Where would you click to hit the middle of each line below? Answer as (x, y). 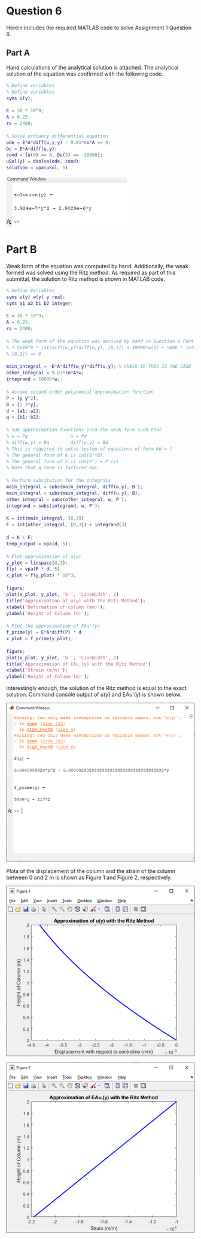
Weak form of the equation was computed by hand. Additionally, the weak (97, 266)
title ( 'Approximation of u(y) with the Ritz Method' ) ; (76, 601)
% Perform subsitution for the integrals (59, 481)
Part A (18, 53)
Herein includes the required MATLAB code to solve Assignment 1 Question (99, 28)
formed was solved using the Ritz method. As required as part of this (91, 272)
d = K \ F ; (20, 538)
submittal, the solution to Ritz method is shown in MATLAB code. (86, 279)
